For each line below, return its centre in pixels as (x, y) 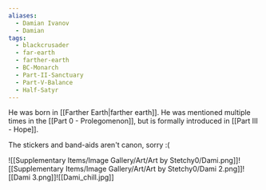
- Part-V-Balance (44, 82)
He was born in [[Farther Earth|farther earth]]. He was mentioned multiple (130, 113)
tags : (17, 38)
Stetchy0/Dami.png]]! (205, 160)
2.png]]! (232, 169)
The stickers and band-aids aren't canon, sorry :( (89, 145)
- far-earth (36, 53)
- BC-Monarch (37, 68)
